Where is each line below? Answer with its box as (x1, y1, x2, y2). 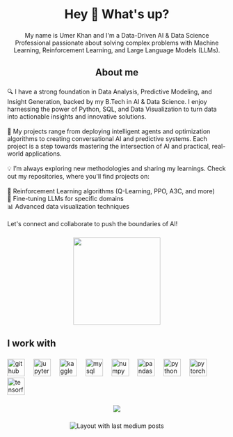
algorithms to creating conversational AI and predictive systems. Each (7, 135, 207, 143)
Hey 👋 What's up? (64, 6, 170, 22)
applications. (24, 149, 62, 158)
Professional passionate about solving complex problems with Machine (15, 38, 219, 47)
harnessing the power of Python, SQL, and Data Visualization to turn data (7, 105, 217, 114)
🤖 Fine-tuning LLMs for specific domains (7, 195, 124, 203)
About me (95, 66, 139, 78)
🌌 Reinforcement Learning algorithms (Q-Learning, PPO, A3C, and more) (7, 187, 216, 195)
